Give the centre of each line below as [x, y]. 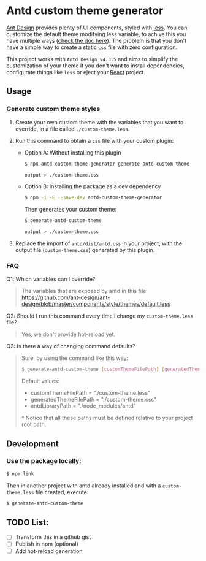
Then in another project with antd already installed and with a [84, 486]
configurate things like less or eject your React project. [76, 72]
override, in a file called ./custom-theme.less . [72, 129]
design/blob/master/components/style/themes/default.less [96, 304]
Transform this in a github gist [53, 537]
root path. [34, 424]
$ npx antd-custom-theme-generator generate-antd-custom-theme [107, 164]
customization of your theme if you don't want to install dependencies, [96, 66]
